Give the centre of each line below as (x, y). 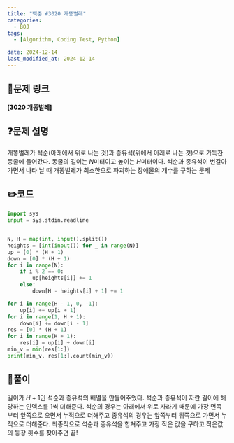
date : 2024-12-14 (32, 52)
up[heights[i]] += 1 (62, 278)
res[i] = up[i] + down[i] (58, 343)
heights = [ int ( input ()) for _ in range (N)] (73, 246)
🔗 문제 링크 (29, 89)
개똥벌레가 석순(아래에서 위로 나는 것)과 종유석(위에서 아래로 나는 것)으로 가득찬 (115, 153)
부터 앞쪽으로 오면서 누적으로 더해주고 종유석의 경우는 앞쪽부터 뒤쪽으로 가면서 (114, 415)
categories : (24, 20)
